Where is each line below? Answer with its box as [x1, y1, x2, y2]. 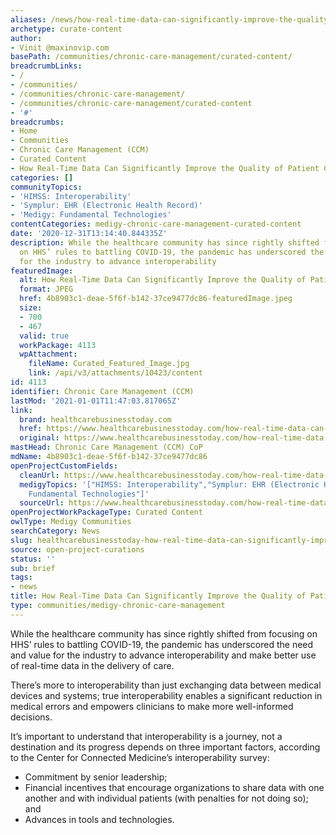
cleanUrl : [19, 470, 60, 480]
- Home [10, 126, 38, 136]
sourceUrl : [19, 498, 65, 508]
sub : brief [10, 563, 56, 573]
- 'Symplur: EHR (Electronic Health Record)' [10, 201, 203, 211]
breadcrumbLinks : [10, 61, 83, 71]
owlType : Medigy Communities [10, 517, 132, 527]
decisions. [10, 711, 53, 723]
